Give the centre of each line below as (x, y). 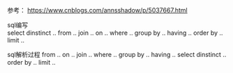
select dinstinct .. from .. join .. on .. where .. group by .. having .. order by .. (115, 33)
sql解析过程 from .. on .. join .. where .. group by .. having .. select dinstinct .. (117, 55)
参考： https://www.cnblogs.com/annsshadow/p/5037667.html (97, 10)
